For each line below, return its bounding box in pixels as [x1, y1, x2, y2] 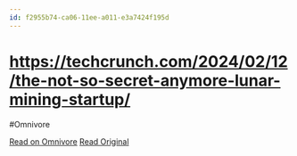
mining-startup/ [9, 89, 131, 110]
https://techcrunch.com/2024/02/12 [9, 51, 288, 71]
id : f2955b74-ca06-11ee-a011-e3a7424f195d [9, 12, 169, 22]
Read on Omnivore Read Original [9, 135, 129, 147]
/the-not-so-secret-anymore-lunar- [9, 70, 281, 90]
